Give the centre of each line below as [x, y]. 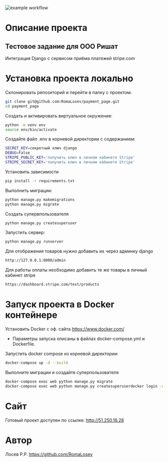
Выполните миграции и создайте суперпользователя [62, 372]
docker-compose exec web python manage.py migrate [59, 381]
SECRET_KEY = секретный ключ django [41, 148]
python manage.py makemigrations [40, 199]
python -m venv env [25, 125]
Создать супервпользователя [37, 214]
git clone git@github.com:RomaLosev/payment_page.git [62, 101]
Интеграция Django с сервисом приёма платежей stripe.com [70, 58]
